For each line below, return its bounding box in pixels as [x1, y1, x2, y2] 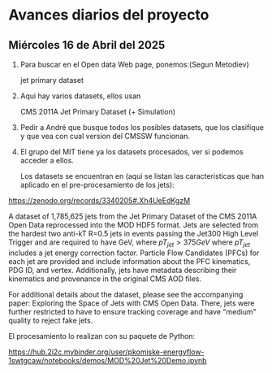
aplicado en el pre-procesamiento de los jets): [19, 180, 175, 189]
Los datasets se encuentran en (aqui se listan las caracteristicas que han [19, 171, 265, 180]
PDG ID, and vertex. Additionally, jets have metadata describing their [8, 265, 237, 275]
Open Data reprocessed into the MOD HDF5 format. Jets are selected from [8, 220, 259, 229]
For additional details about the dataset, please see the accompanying [8, 289, 244, 299]
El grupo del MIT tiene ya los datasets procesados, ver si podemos [19, 147, 244, 156]
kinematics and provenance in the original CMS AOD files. [8, 274, 202, 284]
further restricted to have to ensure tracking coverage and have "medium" [8, 306, 257, 316]
